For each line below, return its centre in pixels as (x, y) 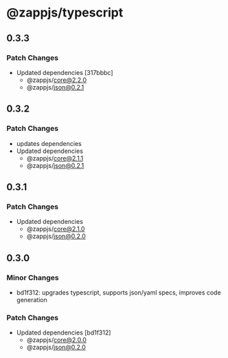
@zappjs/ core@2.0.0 (57, 340)
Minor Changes (33, 277)
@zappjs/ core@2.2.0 (57, 80)
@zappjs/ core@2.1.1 (55, 158)
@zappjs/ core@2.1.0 (56, 229)
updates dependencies (49, 143)
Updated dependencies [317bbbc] (65, 72)
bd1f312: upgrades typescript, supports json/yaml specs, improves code (118, 292)
